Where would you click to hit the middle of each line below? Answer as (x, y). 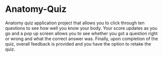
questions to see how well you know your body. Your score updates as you (81, 28)
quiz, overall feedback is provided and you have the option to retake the (78, 44)
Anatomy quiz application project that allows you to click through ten (75, 23)
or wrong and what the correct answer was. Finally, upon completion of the (81, 39)
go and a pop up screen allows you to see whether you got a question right (81, 33)
